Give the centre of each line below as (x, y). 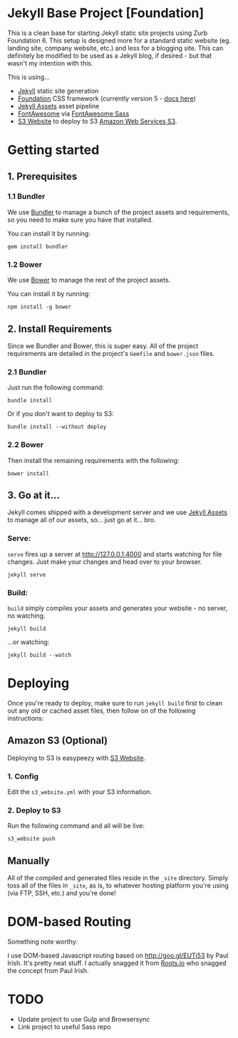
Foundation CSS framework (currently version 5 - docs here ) (107, 98)
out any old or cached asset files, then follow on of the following (102, 711)
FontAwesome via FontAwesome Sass (73, 113)
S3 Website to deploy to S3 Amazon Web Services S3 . (97, 121)
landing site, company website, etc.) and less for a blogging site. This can (115, 48)
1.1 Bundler (26, 196)
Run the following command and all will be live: (76, 826)
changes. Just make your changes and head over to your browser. (105, 561)
